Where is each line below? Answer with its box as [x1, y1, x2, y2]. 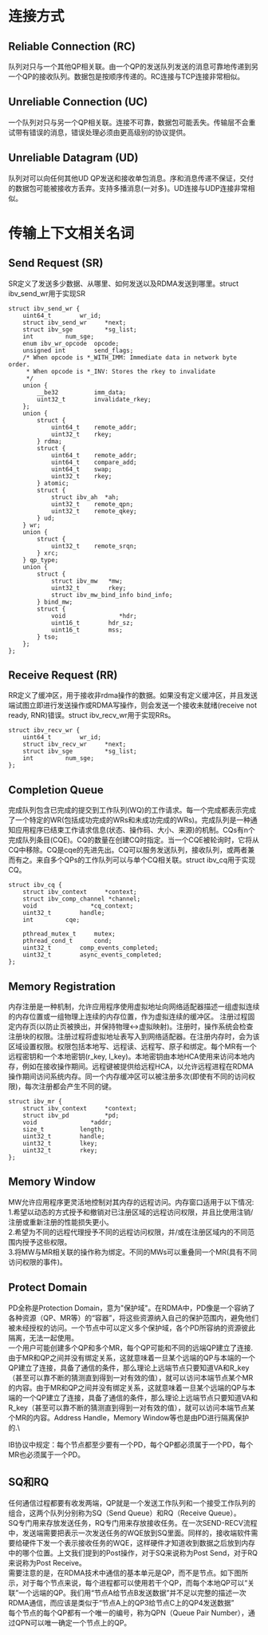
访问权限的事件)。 [8, 1257, 68, 1266]
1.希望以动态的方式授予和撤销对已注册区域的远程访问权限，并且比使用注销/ [8, 1207, 254, 1217]
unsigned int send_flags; [22, 346, 134, 354]
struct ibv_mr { [8, 1098, 62, 1106]
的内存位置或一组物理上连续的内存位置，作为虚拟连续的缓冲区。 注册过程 [8, 1011, 248, 1022]
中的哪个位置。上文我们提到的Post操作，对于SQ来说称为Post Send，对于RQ [8, 1548, 258, 1558]
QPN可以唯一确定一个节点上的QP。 [14, 1617, 132, 1627]
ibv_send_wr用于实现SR [8, 288, 86, 298]
